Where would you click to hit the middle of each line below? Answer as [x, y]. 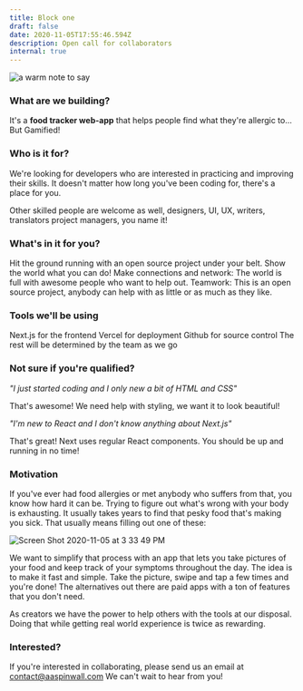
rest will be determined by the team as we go [94, 345]
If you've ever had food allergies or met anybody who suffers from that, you [151, 493]
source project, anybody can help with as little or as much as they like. [141, 292]
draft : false [34, 26]
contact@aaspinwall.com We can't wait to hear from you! [117, 676]
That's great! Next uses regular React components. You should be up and [147, 441]
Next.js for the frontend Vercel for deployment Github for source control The [152, 336]
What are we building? [60, 101]
